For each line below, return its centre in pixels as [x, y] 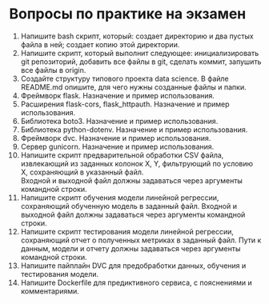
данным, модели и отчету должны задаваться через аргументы [130, 248]
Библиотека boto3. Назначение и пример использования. [119, 121]
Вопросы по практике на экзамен [128, 14]
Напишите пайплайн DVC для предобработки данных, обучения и [133, 266]
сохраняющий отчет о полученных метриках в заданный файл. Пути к [141, 240]
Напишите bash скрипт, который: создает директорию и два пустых [137, 36]
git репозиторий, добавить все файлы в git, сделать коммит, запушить [141, 62]
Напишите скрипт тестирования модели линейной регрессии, [127, 231]
